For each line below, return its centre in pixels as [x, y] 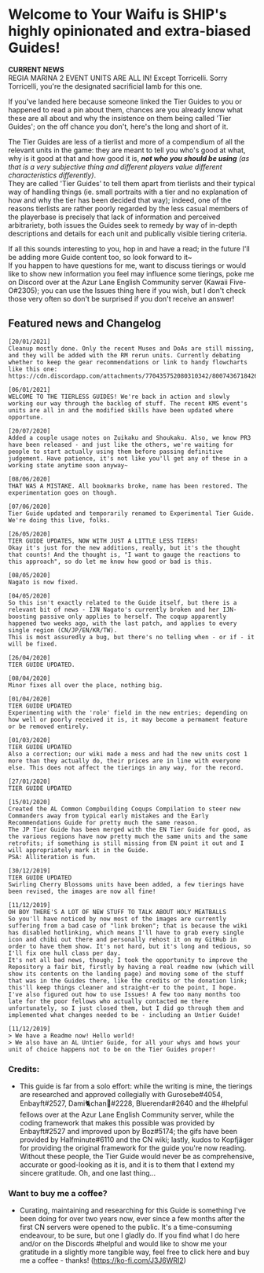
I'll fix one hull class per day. [65, 953]
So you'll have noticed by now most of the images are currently [117, 919]
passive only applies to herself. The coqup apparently [133, 616]
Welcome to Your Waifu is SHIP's [117, 15]
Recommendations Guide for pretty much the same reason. [103, 822]
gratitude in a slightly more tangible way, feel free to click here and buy [134, 1252]
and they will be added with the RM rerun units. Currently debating [125, 355]
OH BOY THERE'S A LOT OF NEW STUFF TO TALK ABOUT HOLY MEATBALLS [117, 912]
